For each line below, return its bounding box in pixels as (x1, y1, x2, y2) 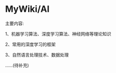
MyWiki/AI (5, 3, 50, 15)
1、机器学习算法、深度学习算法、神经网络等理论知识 (5, 31, 112, 36)
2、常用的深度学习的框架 (5, 41, 56, 47)
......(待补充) (5, 62, 29, 68)
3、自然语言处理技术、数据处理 (5, 52, 69, 58)
